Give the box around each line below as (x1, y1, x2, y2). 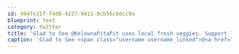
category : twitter (7, 23, 62, 30)
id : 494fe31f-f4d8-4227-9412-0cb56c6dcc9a (7, 10, 135, 18)
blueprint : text (7, 17, 55, 24)
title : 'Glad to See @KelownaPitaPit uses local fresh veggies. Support (7, 29, 228, 37)
